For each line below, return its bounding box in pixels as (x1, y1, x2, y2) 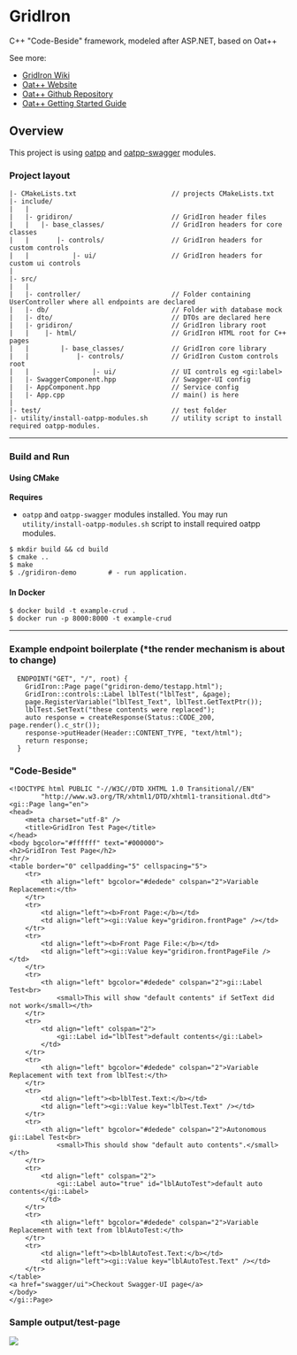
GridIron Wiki (21, 69, 71, 81)
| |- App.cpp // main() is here (9, 391, 240, 400)
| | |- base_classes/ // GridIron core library (9, 344, 267, 353)
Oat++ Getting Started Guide (21, 97, 127, 108)
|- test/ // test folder (9, 406, 227, 415)
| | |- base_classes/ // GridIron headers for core (9, 220, 283, 229)
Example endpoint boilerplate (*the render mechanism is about (9, 643, 286, 656)
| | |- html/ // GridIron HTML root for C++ (9, 329, 287, 338)
